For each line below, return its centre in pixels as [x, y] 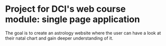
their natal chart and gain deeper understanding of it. [59, 38]
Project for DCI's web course [66, 9]
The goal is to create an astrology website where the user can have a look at [83, 33]
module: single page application [73, 19]
